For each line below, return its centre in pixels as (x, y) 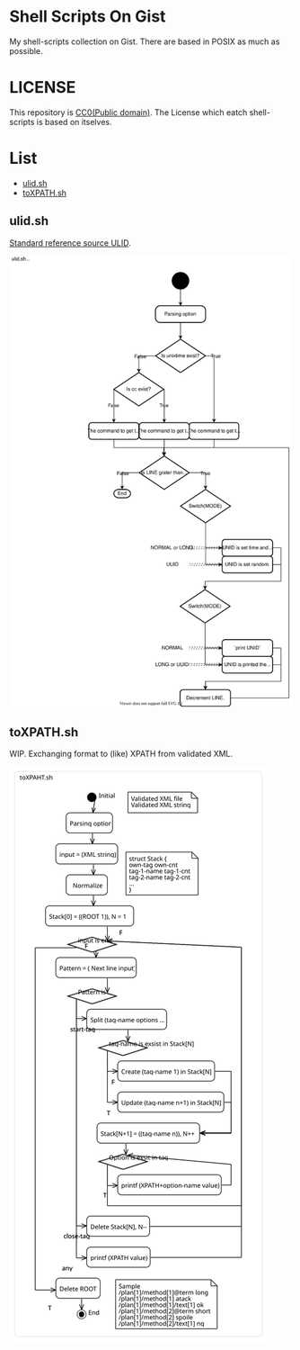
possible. (26, 50)
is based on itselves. (74, 121)
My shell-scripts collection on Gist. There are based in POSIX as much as (145, 41)
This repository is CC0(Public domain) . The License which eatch (128, 112)
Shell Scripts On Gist (88, 17)
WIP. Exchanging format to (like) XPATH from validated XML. (121, 754)
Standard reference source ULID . (71, 243)
